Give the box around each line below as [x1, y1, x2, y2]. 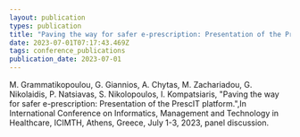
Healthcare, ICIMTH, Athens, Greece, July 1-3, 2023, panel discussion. [9, 117, 270, 128]
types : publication [9, 21, 82, 30]
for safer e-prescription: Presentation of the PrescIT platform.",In [9, 98, 247, 108]
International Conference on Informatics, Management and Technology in [9, 108, 279, 118]
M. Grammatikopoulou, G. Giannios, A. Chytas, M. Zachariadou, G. [9, 80, 253, 90]
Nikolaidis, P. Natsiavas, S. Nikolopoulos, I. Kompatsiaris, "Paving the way [9, 89, 279, 99]
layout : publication [9, 13, 87, 22]
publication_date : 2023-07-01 [9, 55, 122, 64]
